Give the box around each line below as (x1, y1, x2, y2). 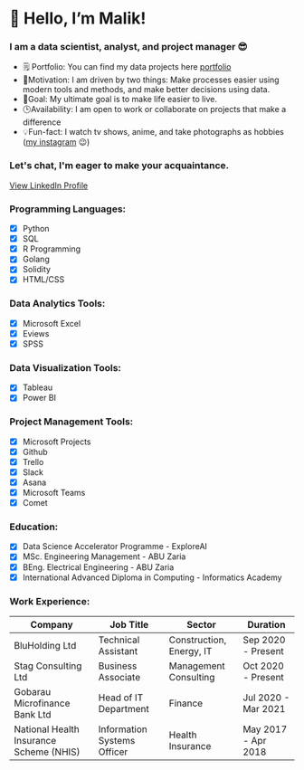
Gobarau (14, 685, 52, 698)
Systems (98, 734, 136, 746)
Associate (98, 670, 141, 683)
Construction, (168, 633, 227, 646)
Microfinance (14, 697, 71, 709)
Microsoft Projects (22, 436, 92, 447)
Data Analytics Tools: (9, 298, 106, 310)
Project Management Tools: (9, 415, 134, 428)
